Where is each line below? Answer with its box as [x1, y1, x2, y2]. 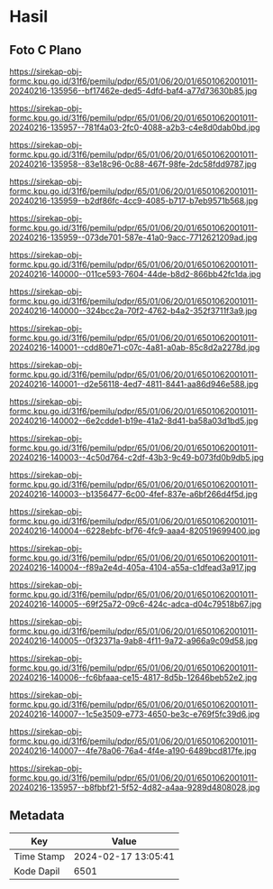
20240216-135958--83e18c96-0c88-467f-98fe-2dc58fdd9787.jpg [9, 159, 257, 169]
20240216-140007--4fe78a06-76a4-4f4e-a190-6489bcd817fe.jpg [9, 745, 257, 755]
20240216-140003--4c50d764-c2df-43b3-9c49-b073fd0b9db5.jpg [9, 452, 264, 462]
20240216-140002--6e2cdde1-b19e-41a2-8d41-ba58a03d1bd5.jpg [9, 415, 259, 426]
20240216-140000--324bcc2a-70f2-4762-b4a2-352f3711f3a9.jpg [9, 305, 258, 316]
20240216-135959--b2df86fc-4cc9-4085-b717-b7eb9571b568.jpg [9, 196, 259, 206]
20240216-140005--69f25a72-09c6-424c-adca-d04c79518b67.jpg [9, 598, 262, 609]
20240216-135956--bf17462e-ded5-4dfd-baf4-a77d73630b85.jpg [9, 86, 258, 96]
